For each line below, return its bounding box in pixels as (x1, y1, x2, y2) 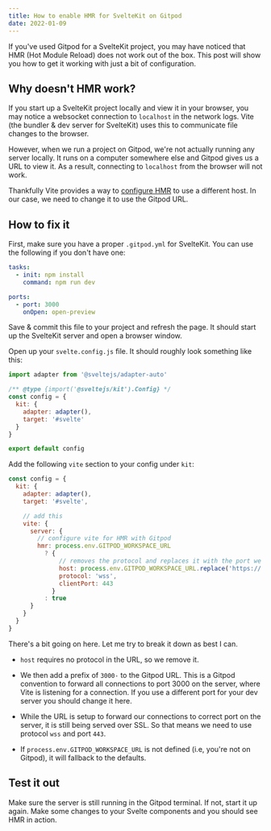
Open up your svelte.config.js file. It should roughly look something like (8, 347, 252, 356)
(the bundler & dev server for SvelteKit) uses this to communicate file (8, 120, 238, 130)
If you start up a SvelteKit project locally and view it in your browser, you (8, 103, 249, 113)
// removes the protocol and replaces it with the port (59, 557, 251, 565)
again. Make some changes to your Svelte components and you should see (8, 806, 258, 816)
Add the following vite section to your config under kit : (8, 459, 195, 469)
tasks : (8, 264, 31, 272)
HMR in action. (8, 815, 58, 825)
